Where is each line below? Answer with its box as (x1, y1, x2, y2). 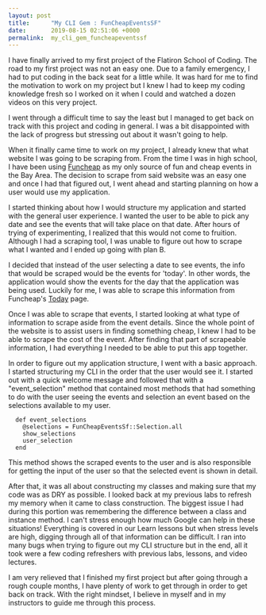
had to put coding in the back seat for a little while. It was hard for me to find (8, 72, 258, 82)
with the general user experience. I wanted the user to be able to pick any (8, 211, 249, 221)
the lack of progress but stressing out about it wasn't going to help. (8, 130, 229, 140)
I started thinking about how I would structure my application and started (8, 203, 246, 213)
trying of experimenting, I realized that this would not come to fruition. (8, 228, 237, 238)
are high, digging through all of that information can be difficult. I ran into (8, 532, 246, 542)
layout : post (8, 11, 52, 20)
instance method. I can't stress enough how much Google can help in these (8, 515, 256, 525)
